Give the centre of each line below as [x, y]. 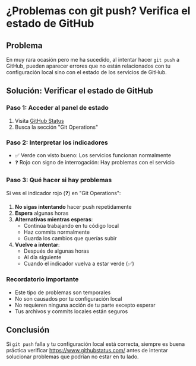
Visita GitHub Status [39, 120]
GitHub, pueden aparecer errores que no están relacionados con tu [88, 66]
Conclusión [28, 330]
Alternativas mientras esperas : [54, 219]
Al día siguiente [42, 257]
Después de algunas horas [56, 251]
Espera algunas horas [42, 213]
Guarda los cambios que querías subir [70, 238]
